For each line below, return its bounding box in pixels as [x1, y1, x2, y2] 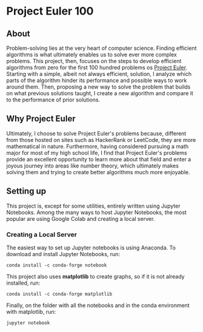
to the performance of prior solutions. [6, 96, 101, 103]
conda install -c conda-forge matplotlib [6, 291, 113, 297]
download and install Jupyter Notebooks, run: [6, 250, 120, 257]
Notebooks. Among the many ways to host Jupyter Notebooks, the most [6, 208, 187, 216]
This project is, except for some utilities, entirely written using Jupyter [6, 202, 181, 209]
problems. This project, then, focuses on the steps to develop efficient [6, 58, 182, 64]
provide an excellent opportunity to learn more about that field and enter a [6, 155, 191, 163]
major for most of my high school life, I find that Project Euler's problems [6, 149, 187, 156]
